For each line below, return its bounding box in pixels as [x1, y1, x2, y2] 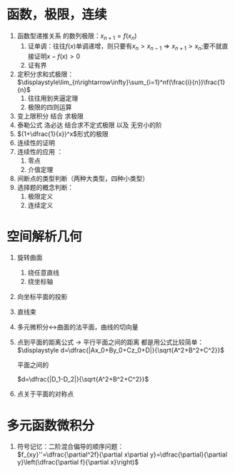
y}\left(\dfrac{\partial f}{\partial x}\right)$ [16, 458, 139, 467]
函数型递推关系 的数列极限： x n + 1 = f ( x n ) [16, 31, 137, 41]
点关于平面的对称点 [16, 390, 74, 398]
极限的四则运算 [27, 103, 72, 111]
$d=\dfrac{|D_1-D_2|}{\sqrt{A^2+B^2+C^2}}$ [16, 375, 149, 384]
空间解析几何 [6, 228, 83, 245]
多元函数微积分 [6, 417, 95, 434]
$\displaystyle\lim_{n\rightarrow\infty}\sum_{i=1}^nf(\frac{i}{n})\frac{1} [16, 78, 226, 86]
